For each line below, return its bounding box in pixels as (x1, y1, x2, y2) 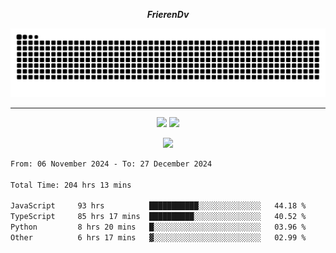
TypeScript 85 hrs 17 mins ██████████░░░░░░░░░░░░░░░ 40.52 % (10, 212, 307, 222)
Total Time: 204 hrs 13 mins (10, 180, 132, 190)
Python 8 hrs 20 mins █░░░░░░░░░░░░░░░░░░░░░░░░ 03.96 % (10, 222, 307, 232)
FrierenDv (146, 9, 190, 20)
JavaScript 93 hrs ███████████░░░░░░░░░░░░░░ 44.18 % (10, 201, 307, 211)
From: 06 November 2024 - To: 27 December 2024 (10, 159, 213, 169)
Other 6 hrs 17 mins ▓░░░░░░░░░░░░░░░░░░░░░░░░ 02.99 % (10, 232, 307, 243)
